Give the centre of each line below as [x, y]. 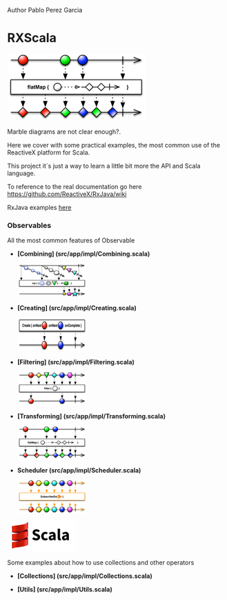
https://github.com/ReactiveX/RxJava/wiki [67, 194]
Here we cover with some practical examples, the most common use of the [114, 145]
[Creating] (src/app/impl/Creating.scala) [77, 308]
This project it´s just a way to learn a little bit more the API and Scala [104, 166]
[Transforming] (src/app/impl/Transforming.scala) [91, 416]
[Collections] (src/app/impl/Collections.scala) [85, 576]
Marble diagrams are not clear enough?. [64, 132]
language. [21, 173]
